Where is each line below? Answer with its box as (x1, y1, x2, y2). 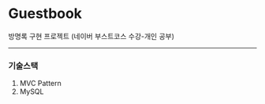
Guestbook (8, 5, 83, 23)
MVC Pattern (19, 79, 62, 88)
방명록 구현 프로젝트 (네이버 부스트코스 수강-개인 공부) (8, 31, 175, 41)
